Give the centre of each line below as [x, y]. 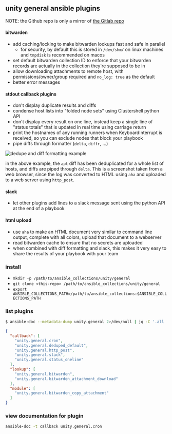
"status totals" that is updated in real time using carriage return [79, 127]
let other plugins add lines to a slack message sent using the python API [89, 203]
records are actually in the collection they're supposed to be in [79, 66]
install [13, 267]
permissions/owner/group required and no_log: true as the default [84, 77]
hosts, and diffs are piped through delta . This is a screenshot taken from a [84, 169]
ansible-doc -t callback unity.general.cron [54, 427]
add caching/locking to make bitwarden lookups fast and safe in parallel [89, 44]
